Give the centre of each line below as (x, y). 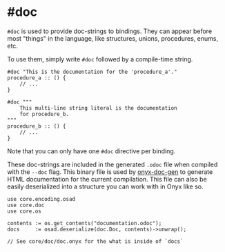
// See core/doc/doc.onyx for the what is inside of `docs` (96, 241)
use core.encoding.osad (41, 199)
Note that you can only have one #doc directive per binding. (91, 151)
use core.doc (26, 205)
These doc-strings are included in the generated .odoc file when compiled (112, 164)
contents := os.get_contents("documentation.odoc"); (85, 223)
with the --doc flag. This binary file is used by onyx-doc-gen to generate (110, 172)
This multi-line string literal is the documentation (98, 108)
